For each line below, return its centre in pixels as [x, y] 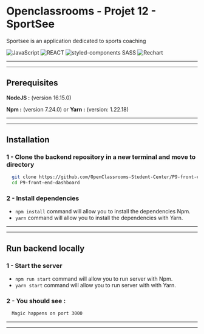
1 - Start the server [34, 266]
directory [20, 165]
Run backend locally [46, 248]
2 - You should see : [36, 301]
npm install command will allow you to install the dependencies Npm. [103, 212]
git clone [24, 177]
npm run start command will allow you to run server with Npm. [94, 279]
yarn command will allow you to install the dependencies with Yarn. [99, 218]
